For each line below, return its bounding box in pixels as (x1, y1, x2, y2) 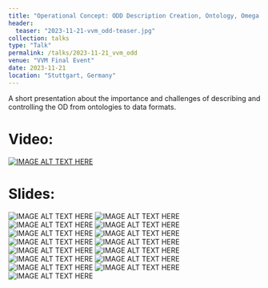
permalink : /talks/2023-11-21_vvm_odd (8, 49, 138, 57)
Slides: (8, 185, 55, 203)
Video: (8, 130, 54, 148)
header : (8, 19, 34, 27)
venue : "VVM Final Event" (8, 57, 94, 65)
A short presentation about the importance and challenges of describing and (8, 93, 261, 103)
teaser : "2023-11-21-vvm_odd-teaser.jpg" (15, 26, 156, 34)
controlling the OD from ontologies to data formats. (8, 102, 177, 112)
